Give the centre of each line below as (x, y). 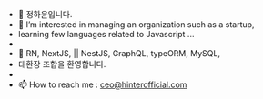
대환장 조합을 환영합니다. (62, 64)
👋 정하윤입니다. (45, 14)
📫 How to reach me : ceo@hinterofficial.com (102, 84)
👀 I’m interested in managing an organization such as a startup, (136, 25)
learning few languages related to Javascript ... (106, 34)
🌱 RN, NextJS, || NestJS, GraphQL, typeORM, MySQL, (119, 53)
